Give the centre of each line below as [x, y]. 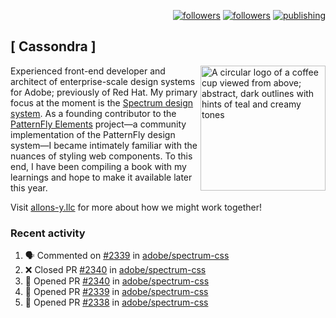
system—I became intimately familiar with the [104, 145]
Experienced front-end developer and [88, 71]
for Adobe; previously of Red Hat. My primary [104, 92]
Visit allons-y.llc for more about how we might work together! [136, 207]
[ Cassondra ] [53, 46]
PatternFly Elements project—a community [98, 124]
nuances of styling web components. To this [101, 156]
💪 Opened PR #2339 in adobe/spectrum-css [116, 292]
